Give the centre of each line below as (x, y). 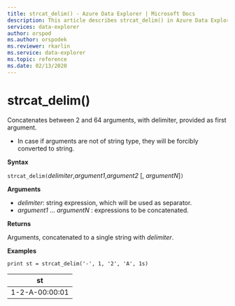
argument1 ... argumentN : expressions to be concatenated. (103, 210)
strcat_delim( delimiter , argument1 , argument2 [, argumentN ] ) (95, 175)
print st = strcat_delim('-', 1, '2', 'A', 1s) (78, 263)
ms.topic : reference (37, 60)
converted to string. (46, 148)
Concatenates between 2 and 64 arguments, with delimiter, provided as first (117, 120)
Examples (22, 251)
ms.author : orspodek (37, 40)
